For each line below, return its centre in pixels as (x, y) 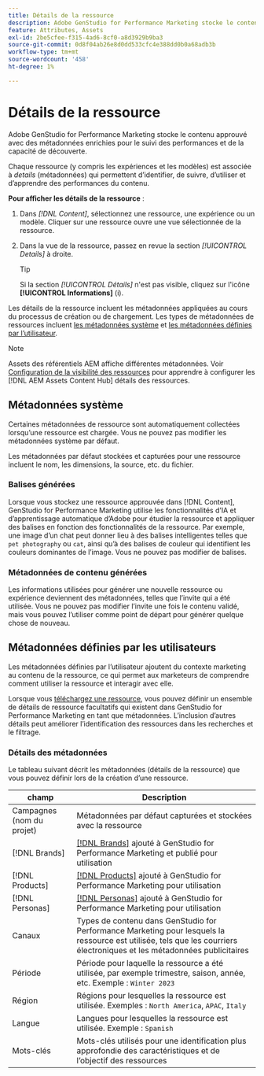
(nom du (27, 821)
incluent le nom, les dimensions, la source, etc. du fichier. (101, 464)
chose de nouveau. (39, 623)
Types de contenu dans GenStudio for (147, 921)
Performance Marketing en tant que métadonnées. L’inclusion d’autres (122, 715)
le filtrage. (25, 732)
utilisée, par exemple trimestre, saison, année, (161, 973)
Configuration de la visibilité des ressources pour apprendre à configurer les (132, 372)
